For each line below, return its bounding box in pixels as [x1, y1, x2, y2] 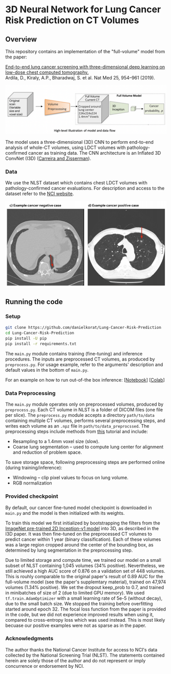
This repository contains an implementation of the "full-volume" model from [5, 49, 165, 54]
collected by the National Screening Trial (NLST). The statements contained [5, 652, 165, 658]
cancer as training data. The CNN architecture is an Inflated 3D [28, 150, 161, 156]
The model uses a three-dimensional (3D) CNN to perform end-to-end [5, 139, 154, 145]
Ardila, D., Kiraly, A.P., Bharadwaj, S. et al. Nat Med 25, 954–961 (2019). [5, 75, 155, 80]
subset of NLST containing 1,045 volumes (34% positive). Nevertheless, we [5, 562, 165, 568]
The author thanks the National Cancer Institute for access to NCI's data [5, 646, 158, 652]
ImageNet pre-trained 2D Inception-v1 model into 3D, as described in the [5, 525, 159, 531]
